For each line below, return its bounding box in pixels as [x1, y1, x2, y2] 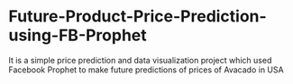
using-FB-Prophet [8, 25, 148, 46]
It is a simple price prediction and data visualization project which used [8, 55, 272, 65]
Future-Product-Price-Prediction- [8, 6, 267, 27]
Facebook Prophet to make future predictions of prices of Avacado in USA [8, 64, 285, 75]
